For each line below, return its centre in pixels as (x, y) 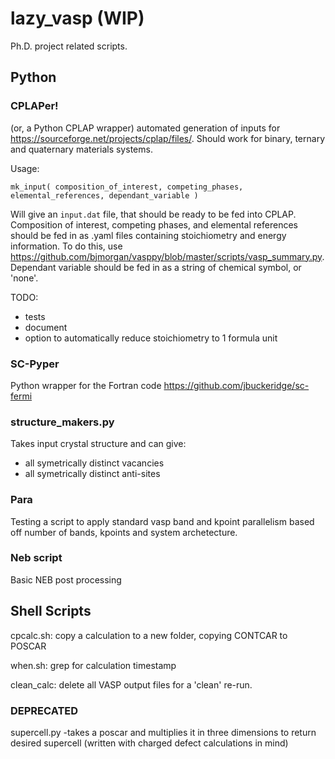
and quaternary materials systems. (81, 149)
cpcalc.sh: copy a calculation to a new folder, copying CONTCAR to (149, 635)
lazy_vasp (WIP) (77, 18)
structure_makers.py (62, 422)
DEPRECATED (44, 710)
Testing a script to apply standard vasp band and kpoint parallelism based (162, 521)
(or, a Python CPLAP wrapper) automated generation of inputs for (145, 128)
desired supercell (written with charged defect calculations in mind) (149, 743)
